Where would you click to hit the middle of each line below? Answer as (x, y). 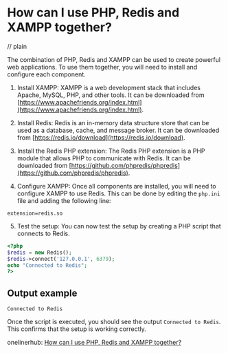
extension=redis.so (35, 213)
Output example (42, 293)
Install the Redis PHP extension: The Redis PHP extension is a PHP (111, 151)
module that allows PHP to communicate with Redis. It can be (104, 158)
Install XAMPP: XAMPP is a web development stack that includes (109, 87)
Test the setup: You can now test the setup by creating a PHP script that (119, 226)
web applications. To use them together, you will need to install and (102, 67)
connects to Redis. (43, 233)
